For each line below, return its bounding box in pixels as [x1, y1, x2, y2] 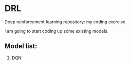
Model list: [4, 42, 37, 51]
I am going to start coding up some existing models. [4, 28, 109, 34]
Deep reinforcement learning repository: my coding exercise [4, 19, 126, 25]
